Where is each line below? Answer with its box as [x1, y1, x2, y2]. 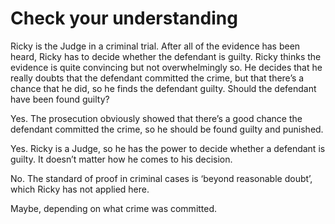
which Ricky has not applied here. [10, 183, 150, 195]
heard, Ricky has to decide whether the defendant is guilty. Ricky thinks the [10, 50, 322, 62]
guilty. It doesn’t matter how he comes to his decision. [10, 153, 233, 165]
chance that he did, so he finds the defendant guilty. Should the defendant [10, 82, 317, 94]
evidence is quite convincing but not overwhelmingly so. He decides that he [10, 61, 323, 73]
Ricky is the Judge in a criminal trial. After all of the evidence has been [10, 40, 301, 52]
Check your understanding [10, 7, 238, 30]
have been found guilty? [10, 93, 110, 105]
